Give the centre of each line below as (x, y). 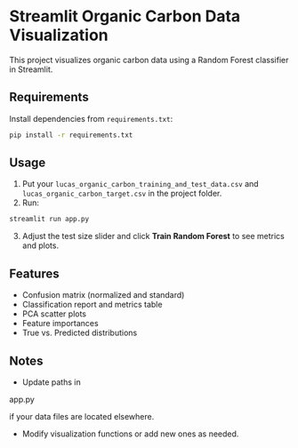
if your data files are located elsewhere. (82, 416)
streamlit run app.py (49, 220)
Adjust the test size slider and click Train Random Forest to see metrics (153, 236)
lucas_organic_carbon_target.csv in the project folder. (122, 194)
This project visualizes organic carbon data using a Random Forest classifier (149, 60)
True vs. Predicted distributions (80, 333)
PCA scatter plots (54, 314)
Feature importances (60, 324)
